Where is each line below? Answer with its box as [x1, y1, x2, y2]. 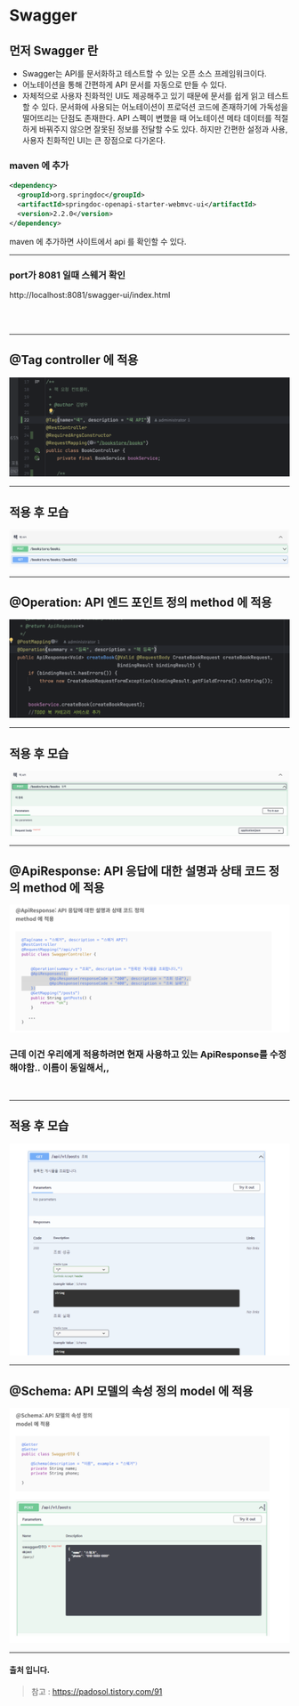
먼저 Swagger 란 [9, 43, 99, 58]
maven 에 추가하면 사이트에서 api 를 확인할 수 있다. [9, 236, 187, 247]
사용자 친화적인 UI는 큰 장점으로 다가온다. [21, 135, 166, 145]
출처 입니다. [9, 1665, 51, 1676]
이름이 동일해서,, [42, 1061, 109, 1073]
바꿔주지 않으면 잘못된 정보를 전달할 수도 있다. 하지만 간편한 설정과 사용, [38, 124, 288, 134]
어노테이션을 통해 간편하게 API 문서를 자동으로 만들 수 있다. [21, 79, 227, 90]
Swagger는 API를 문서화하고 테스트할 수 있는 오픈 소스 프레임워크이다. [21, 69, 267, 78]
